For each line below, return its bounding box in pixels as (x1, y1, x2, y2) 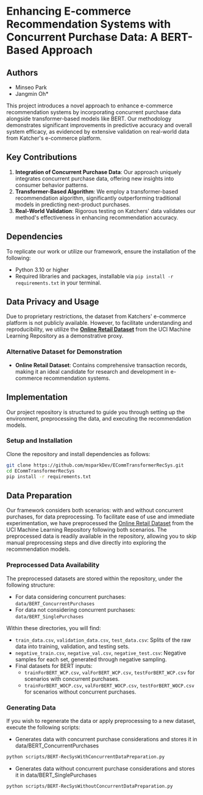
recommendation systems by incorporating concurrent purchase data (6, 109, 181, 115)
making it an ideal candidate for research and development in (15, 368, 169, 375)
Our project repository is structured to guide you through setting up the (6, 408, 185, 416)
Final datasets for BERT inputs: (15, 662, 93, 669)
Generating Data (6, 703, 56, 712)
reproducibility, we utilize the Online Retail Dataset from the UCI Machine (6, 325, 191, 333)
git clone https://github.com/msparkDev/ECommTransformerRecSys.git (6, 462, 184, 468)
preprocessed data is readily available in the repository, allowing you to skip (6, 532, 197, 540)
